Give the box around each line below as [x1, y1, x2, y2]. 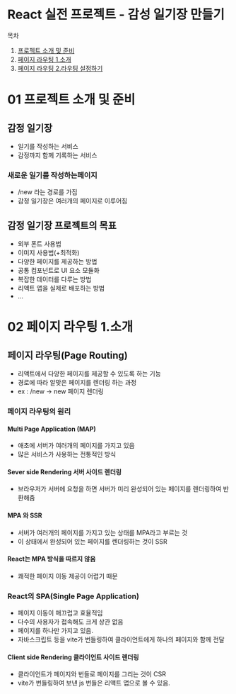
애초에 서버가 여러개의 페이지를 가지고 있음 [17, 441, 136, 450]
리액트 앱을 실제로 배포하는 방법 [17, 284, 105, 293]
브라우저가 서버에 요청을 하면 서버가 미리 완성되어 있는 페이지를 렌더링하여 [17, 485, 222, 493]
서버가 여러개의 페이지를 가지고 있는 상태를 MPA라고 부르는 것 [17, 528, 188, 537]
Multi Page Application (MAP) [7, 425, 97, 433]
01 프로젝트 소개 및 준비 [7, 91, 136, 108]
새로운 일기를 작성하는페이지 [7, 170, 98, 180]
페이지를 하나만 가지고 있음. [17, 627, 94, 635]
